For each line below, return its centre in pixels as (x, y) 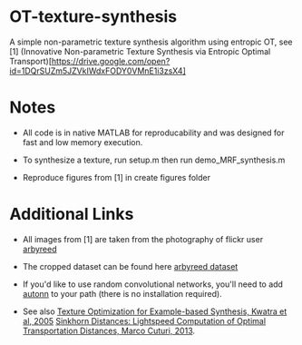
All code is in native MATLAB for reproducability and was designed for (153, 133)
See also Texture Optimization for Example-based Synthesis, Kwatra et (155, 311)
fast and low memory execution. (83, 142)
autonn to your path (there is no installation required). (122, 293)
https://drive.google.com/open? (111, 61)
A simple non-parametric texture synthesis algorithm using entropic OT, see (151, 42)
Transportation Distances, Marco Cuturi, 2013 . (109, 330)
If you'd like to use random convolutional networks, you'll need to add (153, 284)
